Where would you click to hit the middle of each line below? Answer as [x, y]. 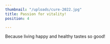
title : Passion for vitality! [36, 14]
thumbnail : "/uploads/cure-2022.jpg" [44, 9]
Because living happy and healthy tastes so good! [55, 36]
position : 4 [17, 18]
